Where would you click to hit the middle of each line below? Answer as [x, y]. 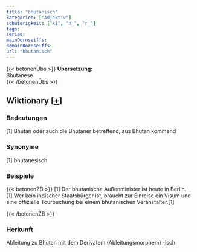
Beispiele [20, 175]
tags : [13, 29]
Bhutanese [20, 75]
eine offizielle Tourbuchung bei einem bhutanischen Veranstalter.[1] [90, 202]
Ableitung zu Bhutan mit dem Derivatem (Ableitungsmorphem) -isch [91, 243]
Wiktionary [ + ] [34, 101]
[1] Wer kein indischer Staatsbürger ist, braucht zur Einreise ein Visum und [99, 196]
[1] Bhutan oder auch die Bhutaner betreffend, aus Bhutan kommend [91, 131]
